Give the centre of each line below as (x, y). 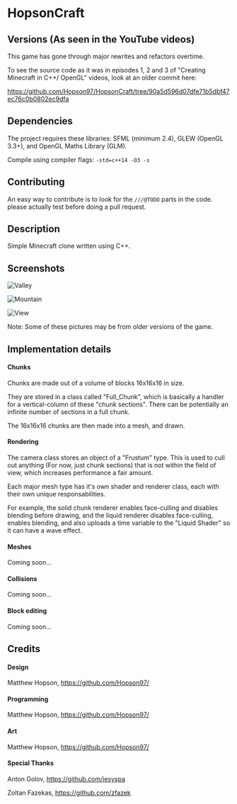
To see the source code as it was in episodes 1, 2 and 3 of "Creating (107, 70)
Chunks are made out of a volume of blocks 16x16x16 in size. (96, 383)
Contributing (36, 182)
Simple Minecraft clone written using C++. (69, 246)
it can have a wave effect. (45, 531)
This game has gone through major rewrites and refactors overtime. (106, 56)
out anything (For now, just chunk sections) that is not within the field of (112, 465)
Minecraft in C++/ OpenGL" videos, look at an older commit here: (102, 77)
